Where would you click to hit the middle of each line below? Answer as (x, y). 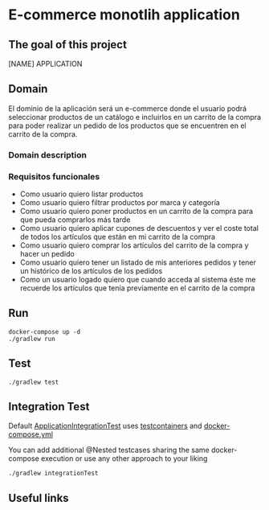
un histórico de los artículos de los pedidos (91, 271)
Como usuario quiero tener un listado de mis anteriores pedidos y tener (138, 262)
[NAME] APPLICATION (45, 64)
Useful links (39, 498)
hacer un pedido (47, 254)
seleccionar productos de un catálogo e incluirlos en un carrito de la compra (135, 117)
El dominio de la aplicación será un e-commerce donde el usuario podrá (128, 108)
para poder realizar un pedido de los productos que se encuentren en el (127, 125)
